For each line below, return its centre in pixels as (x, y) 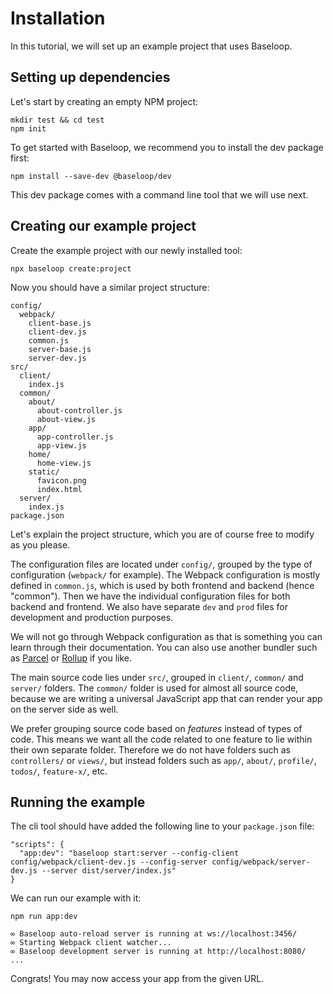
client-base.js (60, 323)
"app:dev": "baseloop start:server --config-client (129, 853)
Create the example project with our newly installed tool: (126, 250)
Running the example (78, 802)
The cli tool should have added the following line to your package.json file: (162, 826)
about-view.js (66, 419)
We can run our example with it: (76, 898)
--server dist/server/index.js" (109, 871)
